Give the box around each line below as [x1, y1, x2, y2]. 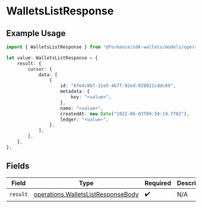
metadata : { [60, 88, 90, 94]
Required [144, 179, 171, 187]
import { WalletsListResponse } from [6, 44, 101, 50]
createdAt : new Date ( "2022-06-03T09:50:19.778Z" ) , [60, 111, 189, 117]
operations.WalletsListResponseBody [34, 191, 139, 199]
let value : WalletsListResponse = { [6, 55, 98, 61]
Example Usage [6, 28, 66, 38]
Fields [6, 161, 30, 171]
